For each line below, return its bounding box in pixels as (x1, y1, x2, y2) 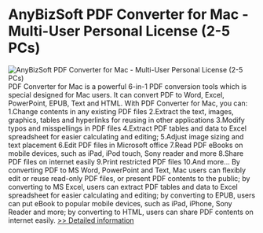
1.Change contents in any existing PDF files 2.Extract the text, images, (8, 106, 234, 116)
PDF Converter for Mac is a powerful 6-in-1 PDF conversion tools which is (8, 81, 247, 91)
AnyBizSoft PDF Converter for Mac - (8, 6, 249, 24)
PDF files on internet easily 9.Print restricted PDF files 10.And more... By (8, 157, 241, 166)
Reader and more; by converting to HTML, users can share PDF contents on (8, 207, 254, 216)
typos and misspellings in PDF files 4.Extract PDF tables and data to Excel (8, 124, 247, 133)
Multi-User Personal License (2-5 (8, 22, 230, 40)
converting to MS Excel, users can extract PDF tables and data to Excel (8, 182, 238, 191)
